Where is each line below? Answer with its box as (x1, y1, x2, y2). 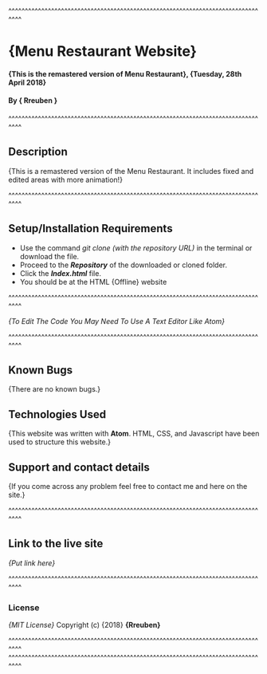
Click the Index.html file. (19, 268, 102, 278)
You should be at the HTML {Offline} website (19, 277, 167, 286)
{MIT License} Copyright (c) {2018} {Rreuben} (8, 621, 161, 630)
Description (8, 145, 68, 159)
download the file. (19, 251, 80, 261)
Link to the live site (8, 537, 104, 550)
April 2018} (8, 77, 46, 87)
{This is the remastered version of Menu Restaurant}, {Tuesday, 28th (8, 69, 242, 78)
